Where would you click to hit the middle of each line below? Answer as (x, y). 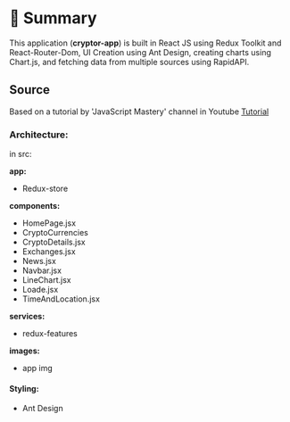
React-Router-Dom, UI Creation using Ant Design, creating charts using (141, 52)
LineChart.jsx (46, 280)
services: (27, 317)
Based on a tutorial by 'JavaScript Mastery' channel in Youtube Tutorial (139, 112)
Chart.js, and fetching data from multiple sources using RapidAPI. (129, 62)
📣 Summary (53, 18)
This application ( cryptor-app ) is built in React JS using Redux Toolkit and (145, 43)
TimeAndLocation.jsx (61, 299)
